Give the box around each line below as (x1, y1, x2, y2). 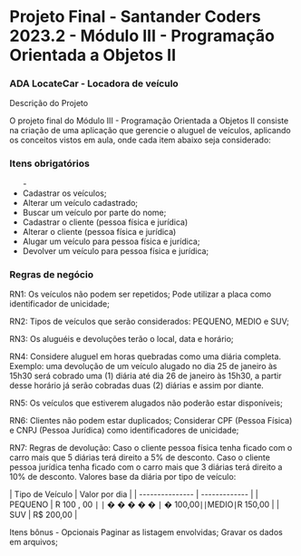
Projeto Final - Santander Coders (9, 6, 261, 27)
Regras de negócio (9, 268, 93, 280)
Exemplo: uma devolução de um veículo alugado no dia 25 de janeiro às (9, 361, 277, 372)
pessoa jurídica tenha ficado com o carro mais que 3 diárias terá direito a (9, 462, 283, 473)
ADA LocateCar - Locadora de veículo (9, 77, 179, 90)
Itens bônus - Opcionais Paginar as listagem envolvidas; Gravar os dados (9, 527, 283, 538)
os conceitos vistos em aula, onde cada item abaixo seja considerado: (9, 134, 272, 146)
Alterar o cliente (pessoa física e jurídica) (22, 226, 177, 237)
